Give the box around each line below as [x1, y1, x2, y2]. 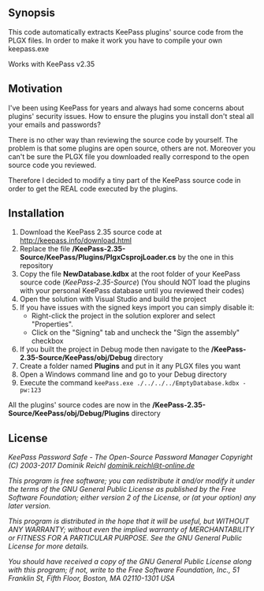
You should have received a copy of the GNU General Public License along [8, 557, 252, 567]
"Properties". [31, 319, 73, 329]
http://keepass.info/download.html [19, 236, 132, 245]
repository [19, 261, 54, 270]
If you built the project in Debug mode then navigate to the [19, 344, 210, 354]
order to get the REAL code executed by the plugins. [8, 184, 179, 193]
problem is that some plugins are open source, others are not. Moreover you [8, 143, 256, 153]
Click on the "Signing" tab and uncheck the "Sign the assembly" [31, 328, 240, 337]
